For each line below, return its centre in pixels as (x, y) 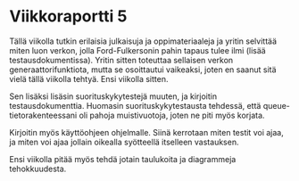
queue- (276, 105)
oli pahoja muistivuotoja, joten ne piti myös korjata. (172, 115)
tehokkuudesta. (38, 169)
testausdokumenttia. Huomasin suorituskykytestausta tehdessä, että (135, 105)
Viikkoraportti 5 (68, 16)
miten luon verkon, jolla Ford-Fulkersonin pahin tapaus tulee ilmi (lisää (137, 50)
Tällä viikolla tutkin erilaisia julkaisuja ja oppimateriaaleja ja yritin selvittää (143, 41)
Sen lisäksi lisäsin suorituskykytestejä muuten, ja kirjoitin (113, 96)
